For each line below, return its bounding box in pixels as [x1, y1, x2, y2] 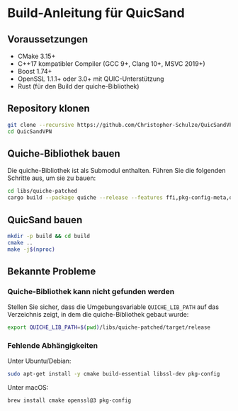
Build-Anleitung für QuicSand [7, 5, 186, 21]
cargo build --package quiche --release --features [7, 194, 163, 201]
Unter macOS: [7, 383, 49, 392]
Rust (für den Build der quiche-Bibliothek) [17, 82, 140, 90]
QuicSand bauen [7, 214, 83, 226]
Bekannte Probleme [7, 265, 96, 277]
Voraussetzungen [7, 33, 89, 45]
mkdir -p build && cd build [7, 232, 91, 240]
